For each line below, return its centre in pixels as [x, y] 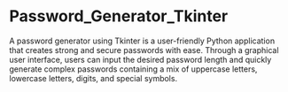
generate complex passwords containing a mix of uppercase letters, [133, 69]
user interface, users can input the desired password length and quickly [140, 59]
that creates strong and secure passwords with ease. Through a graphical [144, 50]
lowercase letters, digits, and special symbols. [93, 78]
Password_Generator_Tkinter [119, 16]
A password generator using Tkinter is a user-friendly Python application [142, 41]
